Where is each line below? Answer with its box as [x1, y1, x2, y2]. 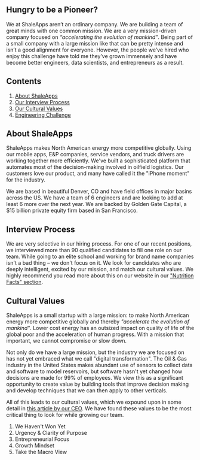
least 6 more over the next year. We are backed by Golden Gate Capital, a [6, 201, 187, 208]
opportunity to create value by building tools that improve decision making [6, 380, 189, 388]
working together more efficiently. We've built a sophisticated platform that [6, 157, 190, 164]
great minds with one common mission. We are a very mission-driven [6, 27, 177, 34]
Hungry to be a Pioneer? [6, 5, 99, 15]
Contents [6, 76, 42, 86]
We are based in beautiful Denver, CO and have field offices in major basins [6, 188, 192, 195]
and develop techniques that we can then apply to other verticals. [6, 387, 168, 394]
